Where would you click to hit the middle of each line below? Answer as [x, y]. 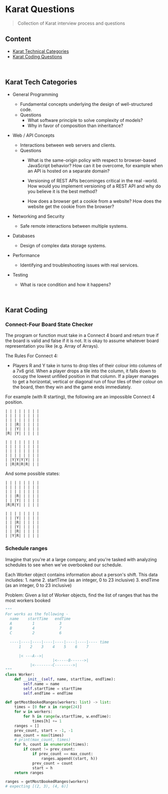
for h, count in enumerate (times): [52, 745]
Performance [26, 255]
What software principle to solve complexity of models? [85, 120]
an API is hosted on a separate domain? [68, 171]
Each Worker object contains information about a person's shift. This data [81, 574]
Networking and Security [38, 216]
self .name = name [41, 684]
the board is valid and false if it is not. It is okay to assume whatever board [82, 341]
